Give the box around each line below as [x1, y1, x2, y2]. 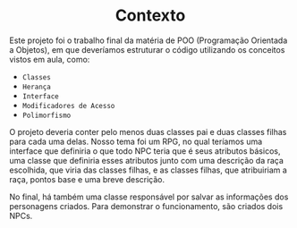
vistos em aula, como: [9, 54, 90, 64]
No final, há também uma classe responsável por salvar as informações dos [9, 191, 289, 202]
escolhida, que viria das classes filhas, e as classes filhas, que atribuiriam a [9, 165, 288, 175]
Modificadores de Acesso [21, 101, 115, 110]
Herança [21, 82, 51, 91]
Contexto [115, 5, 186, 26]
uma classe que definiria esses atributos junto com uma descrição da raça [9, 155, 284, 165]
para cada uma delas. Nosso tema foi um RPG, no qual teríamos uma [9, 136, 263, 147]
